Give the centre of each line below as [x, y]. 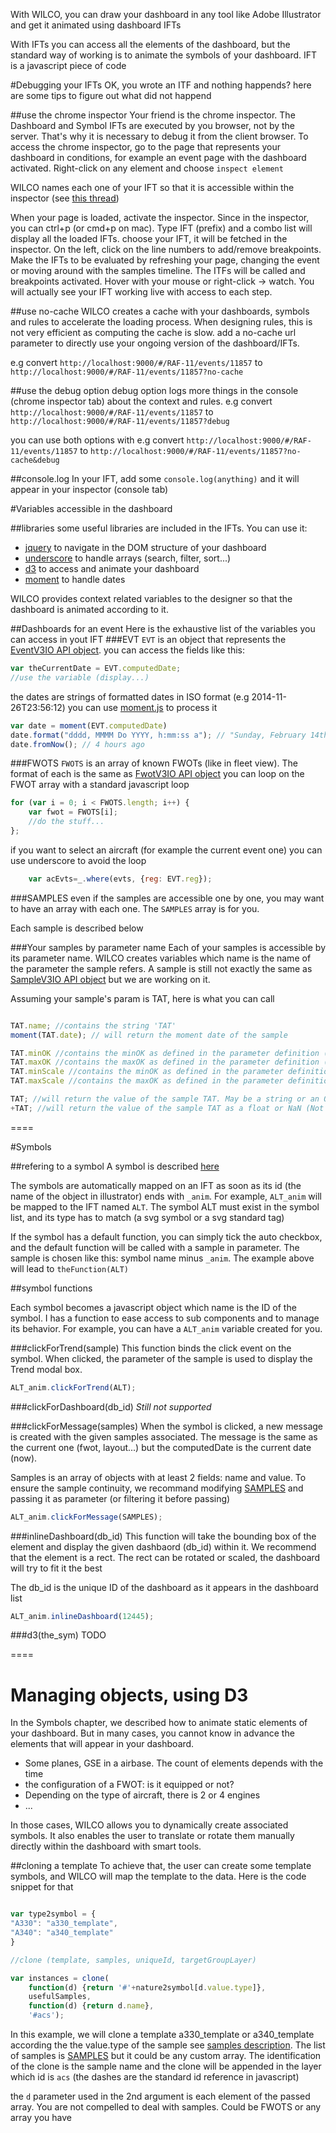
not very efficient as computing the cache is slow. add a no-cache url [153, 332]
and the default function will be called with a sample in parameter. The [155, 1247]
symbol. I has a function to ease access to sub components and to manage [165, 1318]
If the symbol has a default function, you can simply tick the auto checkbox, [166, 1236]
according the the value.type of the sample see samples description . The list [168, 2045]
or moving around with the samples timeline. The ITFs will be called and [158, 270]
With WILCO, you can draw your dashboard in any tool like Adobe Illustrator [166, 14]
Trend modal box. [46, 1369]
